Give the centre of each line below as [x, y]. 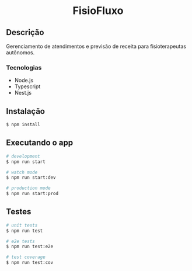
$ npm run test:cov [30, 263]
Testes [19, 212]
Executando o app [40, 143]
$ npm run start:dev [31, 178]
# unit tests [22, 225]
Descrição [25, 32]
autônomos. [20, 53]
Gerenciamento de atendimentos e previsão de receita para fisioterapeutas [96, 46]
